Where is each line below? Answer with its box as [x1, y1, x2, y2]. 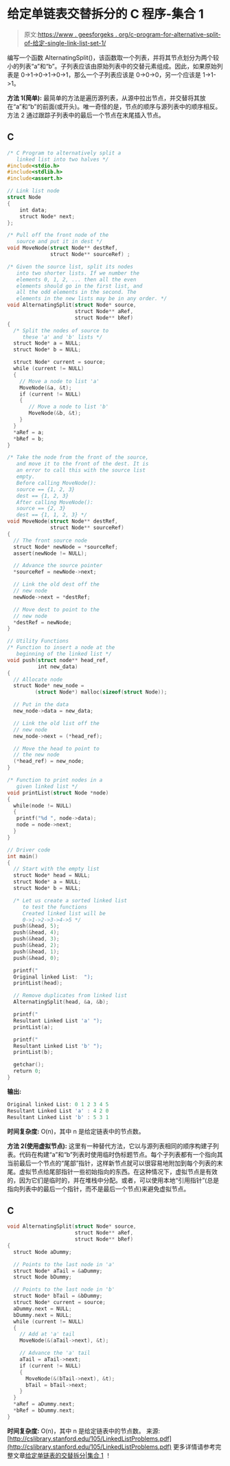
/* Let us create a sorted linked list [13, 897, 128, 904]
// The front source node [13, 537, 88, 544]
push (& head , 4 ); [13, 929, 60, 936]
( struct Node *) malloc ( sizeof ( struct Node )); [34, 689, 168, 696]
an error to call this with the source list [16, 467, 146, 474]
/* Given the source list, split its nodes [7, 263, 134, 270]
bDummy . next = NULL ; [13, 1312, 72, 1318]
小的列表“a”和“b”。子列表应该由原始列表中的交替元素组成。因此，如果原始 [7, 62, 218, 70]
